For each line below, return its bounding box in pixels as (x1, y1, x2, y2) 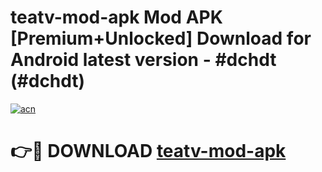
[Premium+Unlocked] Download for (10, 27, 312, 50)
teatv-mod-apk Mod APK (10, 6, 223, 29)
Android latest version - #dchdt (10, 49, 277, 71)
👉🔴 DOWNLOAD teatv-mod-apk (10, 140, 287, 163)
